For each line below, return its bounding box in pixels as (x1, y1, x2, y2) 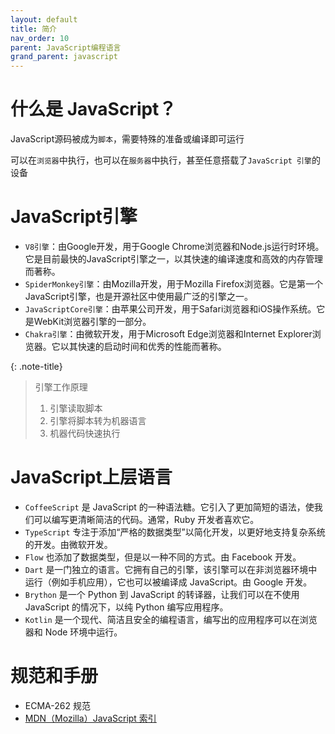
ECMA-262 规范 (24, 699, 91, 711)
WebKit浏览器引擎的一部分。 (33, 316, 152, 327)
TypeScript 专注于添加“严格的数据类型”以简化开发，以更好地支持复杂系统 (24, 526, 326, 538)
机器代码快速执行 (49, 427, 121, 439)
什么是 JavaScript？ (10, 98, 177, 121)
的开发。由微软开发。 (24, 538, 113, 550)
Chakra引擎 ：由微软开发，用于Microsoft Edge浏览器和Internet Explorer (24, 328, 313, 340)
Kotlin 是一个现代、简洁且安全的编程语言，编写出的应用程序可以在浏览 (24, 613, 318, 625)
